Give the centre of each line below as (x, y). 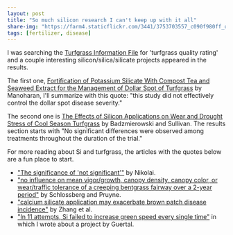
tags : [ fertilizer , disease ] (49, 33)
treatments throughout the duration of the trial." (75, 139)
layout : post (26, 14)
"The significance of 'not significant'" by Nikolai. (86, 173)
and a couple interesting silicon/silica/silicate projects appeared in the (107, 60)
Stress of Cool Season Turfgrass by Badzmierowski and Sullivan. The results (116, 124)
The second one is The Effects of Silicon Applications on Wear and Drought (115, 116)
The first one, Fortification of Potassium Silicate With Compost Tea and (109, 81)
